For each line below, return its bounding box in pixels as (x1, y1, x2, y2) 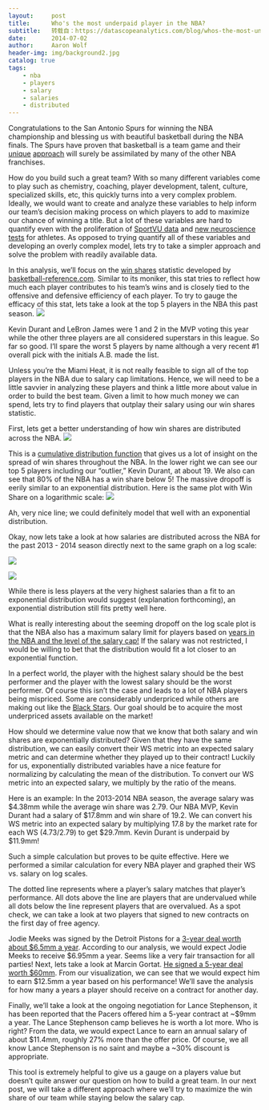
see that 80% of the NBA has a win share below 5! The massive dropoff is (8, 474, 252, 484)
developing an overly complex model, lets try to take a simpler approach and (8, 242, 261, 251)
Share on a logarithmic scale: (8, 493, 105, 502)
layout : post (8, 11, 66, 20)
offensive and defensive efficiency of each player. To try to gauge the (8, 291, 238, 301)
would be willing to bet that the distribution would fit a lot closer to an (8, 644, 237, 654)
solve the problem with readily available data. (8, 250, 158, 259)
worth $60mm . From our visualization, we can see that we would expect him (8, 968, 260, 978)
